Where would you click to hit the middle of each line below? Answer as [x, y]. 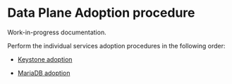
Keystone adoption [45, 59]
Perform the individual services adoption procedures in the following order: [116, 45]
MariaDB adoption [44, 73]
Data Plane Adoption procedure [101, 13]
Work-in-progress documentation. [57, 32]
